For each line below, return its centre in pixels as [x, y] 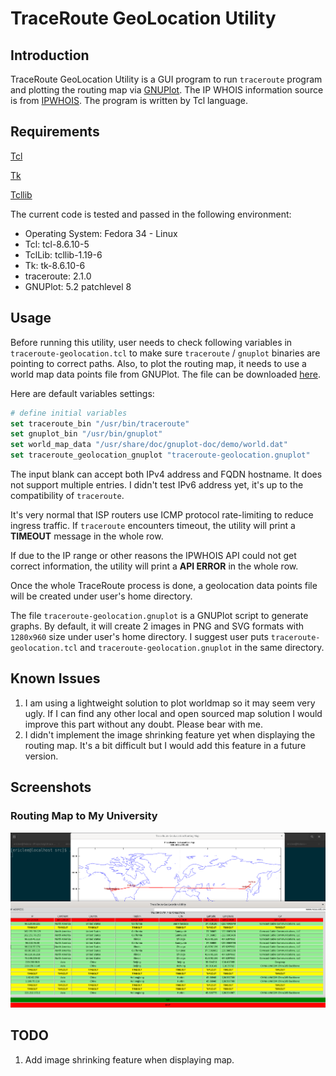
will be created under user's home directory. [101, 596]
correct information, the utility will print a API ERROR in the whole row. [154, 566]
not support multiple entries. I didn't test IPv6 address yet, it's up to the [157, 485]
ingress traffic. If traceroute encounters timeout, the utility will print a [153, 525]
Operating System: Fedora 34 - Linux [101, 233]
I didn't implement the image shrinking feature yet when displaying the [170, 734]
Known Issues [55, 678]
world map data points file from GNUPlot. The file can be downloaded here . [165, 374]
